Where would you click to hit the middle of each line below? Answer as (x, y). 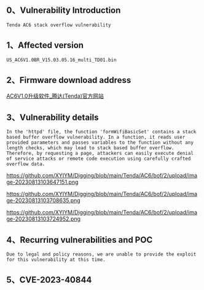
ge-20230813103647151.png (42, 182)
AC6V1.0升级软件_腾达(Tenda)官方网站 (55, 96)
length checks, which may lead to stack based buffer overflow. (90, 148)
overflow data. (26, 164)
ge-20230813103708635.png (44, 200)
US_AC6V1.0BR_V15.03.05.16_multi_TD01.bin (61, 60)
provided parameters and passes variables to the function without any (100, 143)
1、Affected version (45, 45)
